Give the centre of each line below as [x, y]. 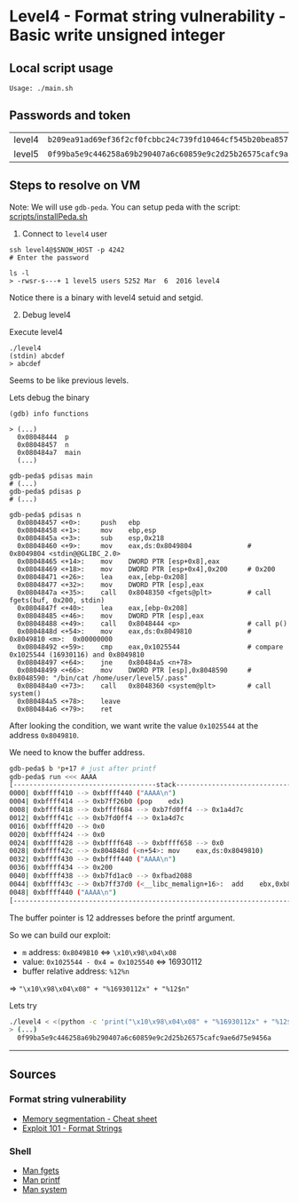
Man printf [41, 1180]
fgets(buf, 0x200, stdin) [57, 600]
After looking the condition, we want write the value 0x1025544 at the [134, 725]
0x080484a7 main [49, 452]
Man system [45, 1190]
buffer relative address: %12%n [76, 971]
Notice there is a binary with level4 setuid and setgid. [106, 297]
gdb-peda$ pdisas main [51, 476]
